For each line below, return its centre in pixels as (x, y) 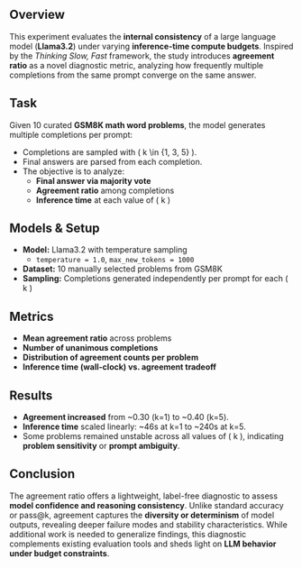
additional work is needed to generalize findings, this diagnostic (128, 534)
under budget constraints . (59, 553)
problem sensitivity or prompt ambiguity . (101, 446)
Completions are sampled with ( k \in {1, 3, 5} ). (110, 151)
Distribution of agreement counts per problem (110, 357)
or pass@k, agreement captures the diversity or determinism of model (142, 515)
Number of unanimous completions (90, 348)
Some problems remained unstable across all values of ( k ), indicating (153, 436)
